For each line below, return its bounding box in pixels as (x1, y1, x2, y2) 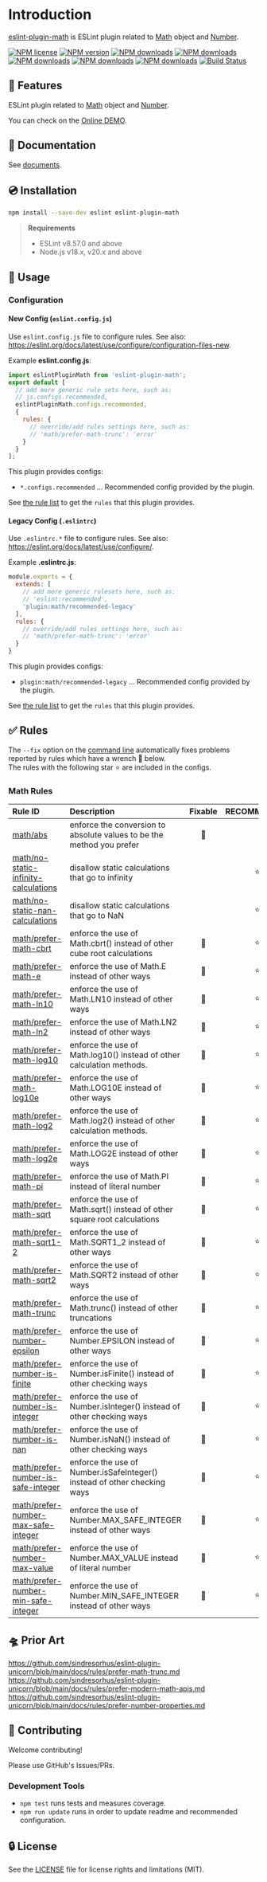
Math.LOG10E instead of (69, 1082, 162, 1093)
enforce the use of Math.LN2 (69, 1017, 177, 1028)
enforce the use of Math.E (69, 961, 167, 972)
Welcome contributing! (8, 1745, 83, 1755)
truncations (69, 1312, 113, 1323)
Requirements (27, 223, 75, 233)
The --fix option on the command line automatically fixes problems (8, 745, 230, 755)
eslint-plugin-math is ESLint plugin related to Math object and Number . (8, 32, 239, 41)
